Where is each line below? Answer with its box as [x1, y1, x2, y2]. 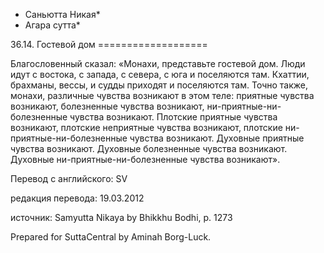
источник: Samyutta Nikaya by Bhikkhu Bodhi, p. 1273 [10, 212, 233, 223]
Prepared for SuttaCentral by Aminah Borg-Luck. [10, 231, 212, 243]
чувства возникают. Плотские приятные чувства [69, 111, 278, 123]
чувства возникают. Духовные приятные [129, 132, 305, 144]
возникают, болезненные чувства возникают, [10, 100, 205, 112]
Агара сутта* [24, 19, 81, 31]
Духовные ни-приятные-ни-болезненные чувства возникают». [10, 154, 281, 165]
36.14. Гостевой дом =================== [10, 39, 208, 50]
